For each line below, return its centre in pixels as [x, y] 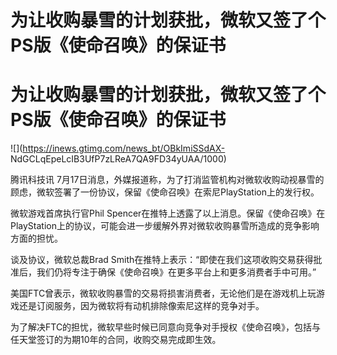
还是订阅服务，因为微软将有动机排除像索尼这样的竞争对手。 [141, 306]
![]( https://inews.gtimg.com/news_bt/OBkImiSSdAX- [118, 148]
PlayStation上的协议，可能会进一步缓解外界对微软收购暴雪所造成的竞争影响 [165, 226]
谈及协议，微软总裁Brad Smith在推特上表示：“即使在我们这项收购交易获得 [162, 260]
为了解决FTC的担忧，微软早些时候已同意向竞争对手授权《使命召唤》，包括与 [166, 327]
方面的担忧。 [36, 238]
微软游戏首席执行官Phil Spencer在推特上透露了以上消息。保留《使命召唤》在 [168, 213]
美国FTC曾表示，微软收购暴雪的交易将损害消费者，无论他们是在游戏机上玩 [163, 293]
